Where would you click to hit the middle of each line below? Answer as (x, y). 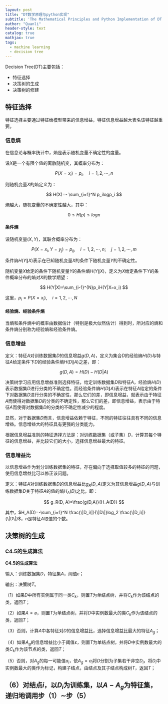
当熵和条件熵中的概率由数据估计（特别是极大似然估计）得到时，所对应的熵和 (84, 323)
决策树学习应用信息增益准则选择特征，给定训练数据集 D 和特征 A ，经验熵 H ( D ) (83, 382)
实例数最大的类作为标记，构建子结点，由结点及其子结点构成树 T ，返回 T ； (80, 668)
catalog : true (20, 33)
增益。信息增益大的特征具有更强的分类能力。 (51, 424)
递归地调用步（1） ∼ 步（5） (47, 696)
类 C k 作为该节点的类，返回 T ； (35, 650)
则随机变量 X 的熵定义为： (31, 185)
